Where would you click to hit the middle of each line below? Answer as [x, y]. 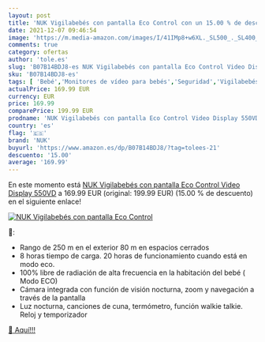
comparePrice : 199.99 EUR [50, 111]
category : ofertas [38, 52]
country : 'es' [32, 126]
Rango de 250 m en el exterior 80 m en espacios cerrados [114, 248]
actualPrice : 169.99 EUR [49, 89]
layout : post [30, 15]
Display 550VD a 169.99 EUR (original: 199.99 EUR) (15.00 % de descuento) [131, 194]
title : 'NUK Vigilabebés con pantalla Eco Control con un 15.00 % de [125, 23]
